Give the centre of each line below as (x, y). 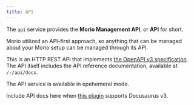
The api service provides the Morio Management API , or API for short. (95, 29)
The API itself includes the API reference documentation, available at (92, 66)
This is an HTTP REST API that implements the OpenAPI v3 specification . (97, 59)
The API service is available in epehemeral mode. (68, 84)
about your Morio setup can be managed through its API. (77, 47)
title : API (20, 12)
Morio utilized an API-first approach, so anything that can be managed (94, 41)
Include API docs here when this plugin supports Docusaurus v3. (87, 95)
